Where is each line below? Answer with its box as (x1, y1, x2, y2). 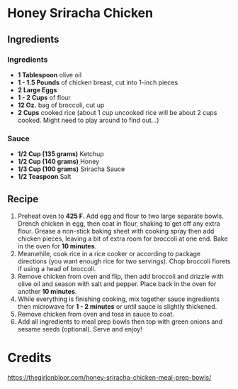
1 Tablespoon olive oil (17, 70, 82, 79)
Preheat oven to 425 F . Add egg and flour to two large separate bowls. (17, 212, 225, 220)
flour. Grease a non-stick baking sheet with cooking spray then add (17, 226, 215, 235)
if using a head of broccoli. (17, 264, 96, 273)
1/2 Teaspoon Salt (17, 172, 72, 181)
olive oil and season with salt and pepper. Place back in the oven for (17, 279, 217, 288)
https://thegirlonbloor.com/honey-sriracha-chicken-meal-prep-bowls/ (7, 373, 212, 381)
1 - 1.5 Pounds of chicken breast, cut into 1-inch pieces (17, 78, 178, 87)
